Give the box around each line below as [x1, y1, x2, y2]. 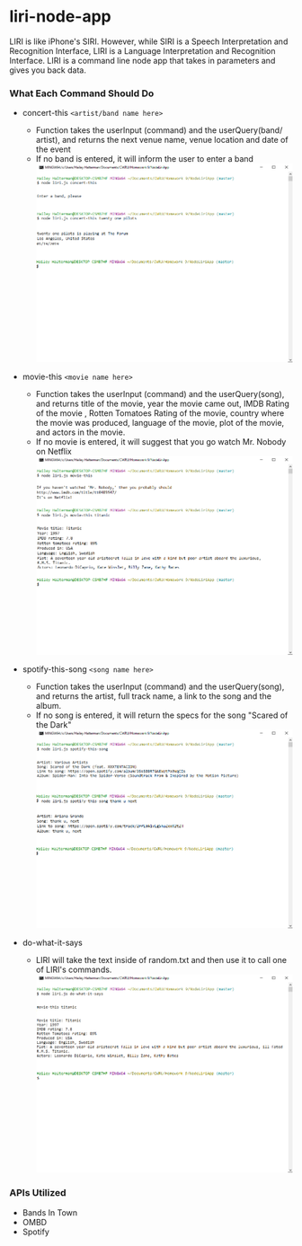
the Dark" [35, 719, 72, 729]
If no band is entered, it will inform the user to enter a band [35, 154, 254, 164]
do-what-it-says [22, 937, 83, 948]
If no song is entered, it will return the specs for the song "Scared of [35, 710, 289, 720]
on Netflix [35, 446, 72, 456]
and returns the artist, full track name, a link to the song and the [35, 690, 272, 702]
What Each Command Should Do [9, 87, 155, 100]
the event [35, 144, 72, 155]
